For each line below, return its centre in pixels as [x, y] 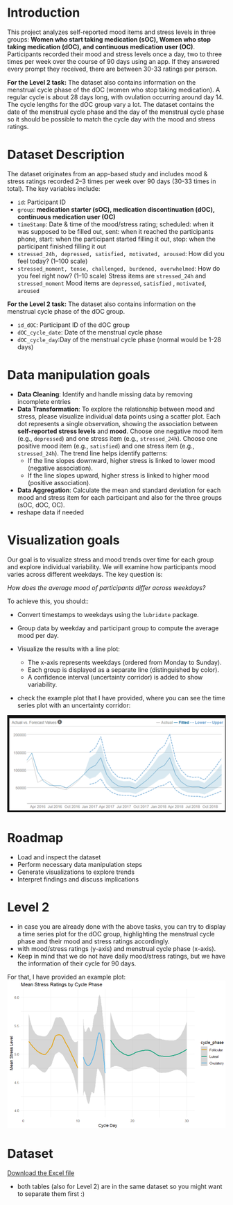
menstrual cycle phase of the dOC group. [66, 311]
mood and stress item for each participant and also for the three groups [119, 497]
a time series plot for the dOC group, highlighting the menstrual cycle [116, 934]
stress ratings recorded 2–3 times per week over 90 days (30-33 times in [112, 181]
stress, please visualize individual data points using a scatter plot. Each [119, 416]
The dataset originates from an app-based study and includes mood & [107, 174]
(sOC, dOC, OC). [41, 505]
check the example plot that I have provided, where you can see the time [121, 698]
